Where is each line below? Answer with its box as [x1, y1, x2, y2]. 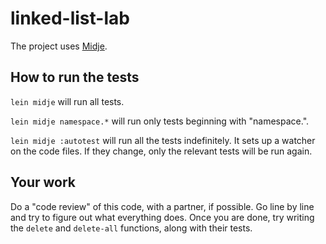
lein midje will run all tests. [10, 95, 125, 107]
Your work [10, 174, 77, 191]
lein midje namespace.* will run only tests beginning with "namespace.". [10, 115, 310, 127]
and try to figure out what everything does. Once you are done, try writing [10, 211, 315, 223]
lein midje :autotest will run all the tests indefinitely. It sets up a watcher [10, 134, 316, 146]
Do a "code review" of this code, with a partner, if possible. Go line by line [10, 200, 315, 212]
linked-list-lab [10, 7, 130, 30]
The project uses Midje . [10, 40, 108, 52]
